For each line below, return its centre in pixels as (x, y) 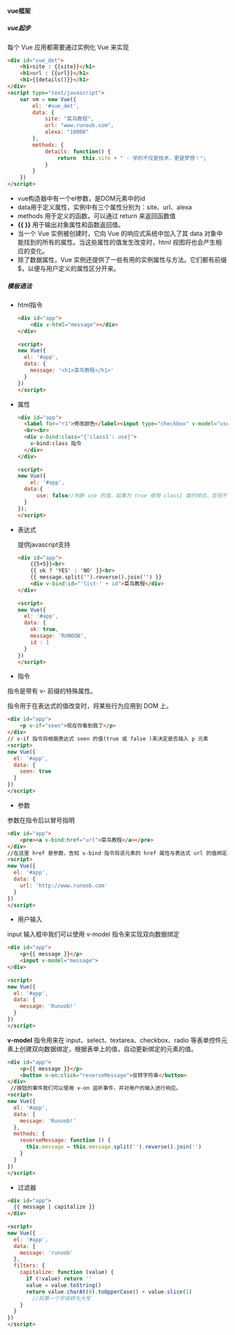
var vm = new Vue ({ (48, 99)
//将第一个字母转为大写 (62, 1298)
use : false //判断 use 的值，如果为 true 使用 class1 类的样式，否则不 (131, 496)
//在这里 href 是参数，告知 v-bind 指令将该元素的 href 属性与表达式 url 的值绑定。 (120, 853)
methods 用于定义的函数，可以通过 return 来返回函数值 (97, 216)
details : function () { (78, 151)
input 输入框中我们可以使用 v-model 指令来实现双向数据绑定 (93, 934)
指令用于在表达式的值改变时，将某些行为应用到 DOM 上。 (90, 706)
